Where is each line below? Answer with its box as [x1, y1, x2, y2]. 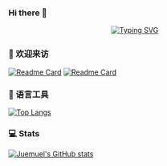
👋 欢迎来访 [8, 48, 50, 59]
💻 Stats [8, 128, 40, 139]
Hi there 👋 [8, 7, 48, 18]
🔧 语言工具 [8, 88, 50, 99]
